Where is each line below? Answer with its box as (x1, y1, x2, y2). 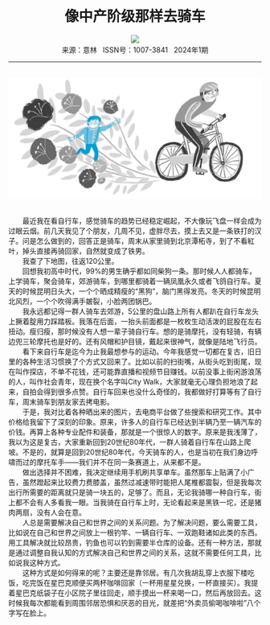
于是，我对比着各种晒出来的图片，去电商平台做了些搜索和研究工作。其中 (22, 407, 262, 417)
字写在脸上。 (8, 608, 51, 618)
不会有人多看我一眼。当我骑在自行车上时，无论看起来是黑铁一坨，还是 (22, 497, 255, 507)
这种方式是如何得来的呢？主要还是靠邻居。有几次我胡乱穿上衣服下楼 (22, 568, 247, 578)
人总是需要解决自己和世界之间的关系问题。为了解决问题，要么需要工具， (22, 517, 262, 527)
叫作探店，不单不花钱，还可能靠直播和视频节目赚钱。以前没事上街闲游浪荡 (14, 367, 262, 376)
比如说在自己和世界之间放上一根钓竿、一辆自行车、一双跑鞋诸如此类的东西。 (8, 528, 262, 537)
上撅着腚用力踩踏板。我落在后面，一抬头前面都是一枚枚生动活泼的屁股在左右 (8, 316, 262, 326)
